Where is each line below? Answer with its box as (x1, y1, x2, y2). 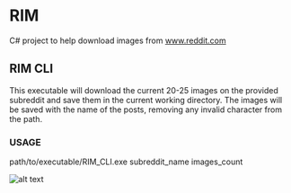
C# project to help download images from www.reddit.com (9, 35, 226, 46)
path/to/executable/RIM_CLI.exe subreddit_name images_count (9, 156, 243, 167)
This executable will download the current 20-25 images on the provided (9, 84, 278, 95)
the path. (9, 113, 43, 124)
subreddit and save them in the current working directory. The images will (9, 94, 283, 105)
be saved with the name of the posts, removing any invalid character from (9, 104, 283, 115)
